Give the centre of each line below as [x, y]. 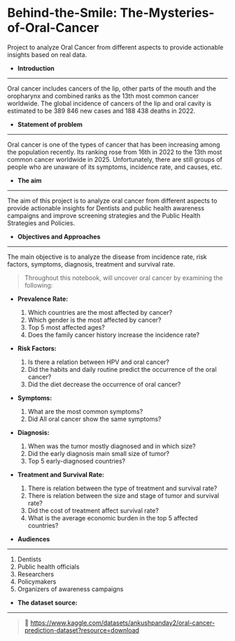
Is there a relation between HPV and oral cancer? [99, 362]
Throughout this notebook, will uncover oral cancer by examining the [124, 278]
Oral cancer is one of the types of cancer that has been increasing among [114, 144]
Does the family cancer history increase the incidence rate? [114, 335]
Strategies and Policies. [41, 223]
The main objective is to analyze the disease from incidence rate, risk [107, 257]
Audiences [34, 539]
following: [38, 285]
